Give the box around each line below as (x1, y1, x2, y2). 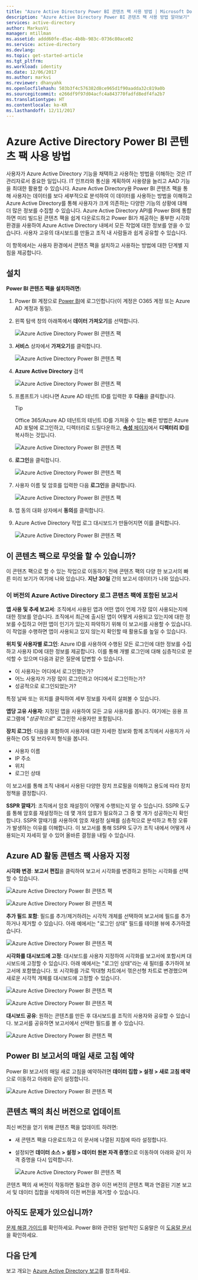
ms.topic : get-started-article (6, 53, 83, 58)
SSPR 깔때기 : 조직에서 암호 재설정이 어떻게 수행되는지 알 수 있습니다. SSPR (6, 802, 179, 809)
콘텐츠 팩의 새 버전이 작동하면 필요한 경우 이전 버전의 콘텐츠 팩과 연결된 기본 (6, 1181, 181, 1188)
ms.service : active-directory (6, 42, 81, 48)
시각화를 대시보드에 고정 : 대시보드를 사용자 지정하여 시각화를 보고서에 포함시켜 (6, 952, 186, 960)
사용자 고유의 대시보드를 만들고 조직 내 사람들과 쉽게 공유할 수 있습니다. (23, 229, 187, 236)
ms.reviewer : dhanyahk (6, 80, 62, 86)
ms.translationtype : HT (6, 96, 65, 102)
